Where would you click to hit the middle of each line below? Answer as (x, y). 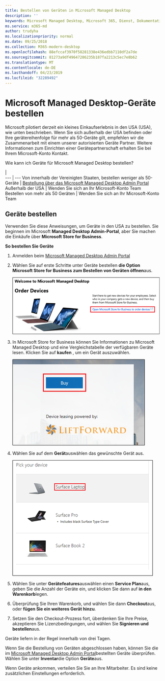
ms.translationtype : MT (29, 62)
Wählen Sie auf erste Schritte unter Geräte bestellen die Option (76, 265)
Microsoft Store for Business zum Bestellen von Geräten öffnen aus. (82, 270)
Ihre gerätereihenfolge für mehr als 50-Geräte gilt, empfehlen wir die (74, 138)
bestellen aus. (26, 629)
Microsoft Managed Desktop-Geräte (81, 103)
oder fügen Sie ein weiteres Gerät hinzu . (54, 609)
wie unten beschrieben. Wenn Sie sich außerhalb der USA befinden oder (79, 132)
